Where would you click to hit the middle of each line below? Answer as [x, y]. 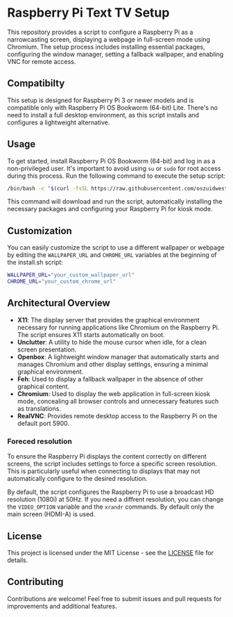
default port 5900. [43, 423]
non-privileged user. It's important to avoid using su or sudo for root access [114, 168]
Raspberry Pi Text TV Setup [88, 13]
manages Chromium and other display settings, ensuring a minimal [112, 364]
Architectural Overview [59, 303]
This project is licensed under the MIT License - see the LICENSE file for [110, 552]
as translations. [39, 409]
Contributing [35, 582]
